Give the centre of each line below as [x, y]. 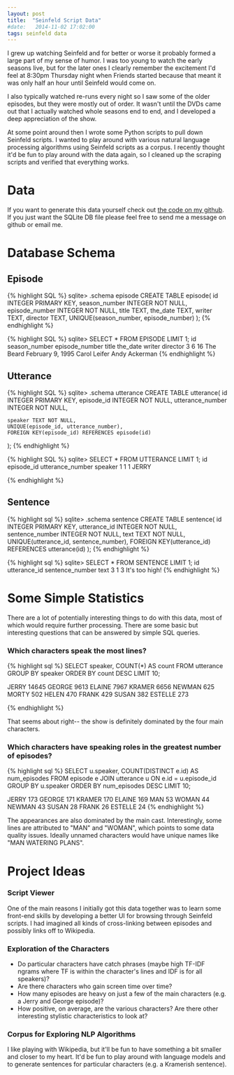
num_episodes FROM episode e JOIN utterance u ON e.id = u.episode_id [112, 779]
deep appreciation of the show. [52, 119]
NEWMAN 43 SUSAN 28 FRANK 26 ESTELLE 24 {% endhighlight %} [106, 807]
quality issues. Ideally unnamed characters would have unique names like [113, 835]
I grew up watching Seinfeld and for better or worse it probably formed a [112, 53]
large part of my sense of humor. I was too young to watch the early [105, 61]
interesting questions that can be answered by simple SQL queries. [104, 632]
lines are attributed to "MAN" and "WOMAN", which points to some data [111, 828]
